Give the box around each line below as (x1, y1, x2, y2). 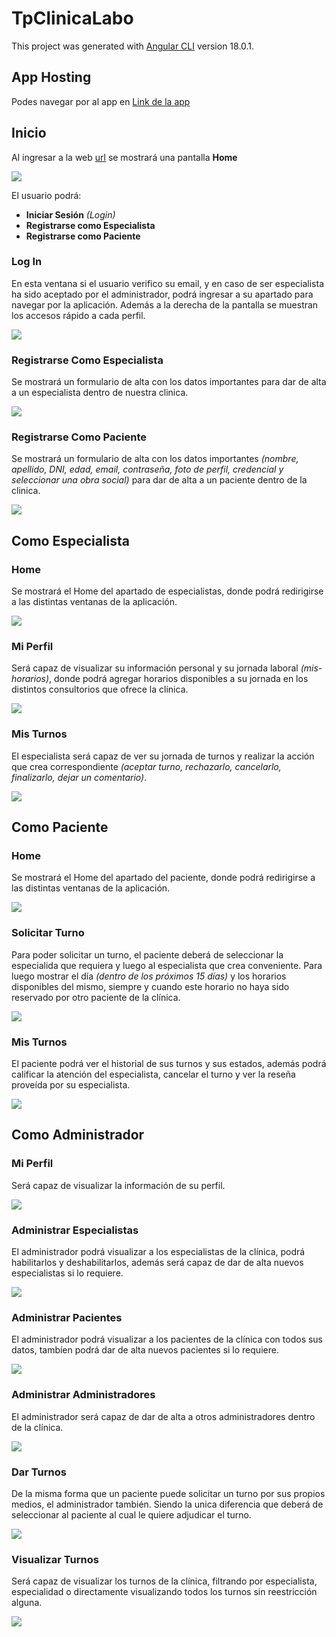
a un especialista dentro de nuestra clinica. (11, 387, 189, 399)
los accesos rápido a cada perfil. (11, 309, 146, 321)
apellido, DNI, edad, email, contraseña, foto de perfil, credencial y (11, 463, 284, 476)
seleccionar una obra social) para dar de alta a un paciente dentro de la (11, 474, 308, 486)
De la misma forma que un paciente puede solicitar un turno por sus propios (11, 1487, 326, 1499)
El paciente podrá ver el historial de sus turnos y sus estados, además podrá (11, 1058, 327, 1070)
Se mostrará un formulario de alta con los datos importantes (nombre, (11, 453, 299, 465)
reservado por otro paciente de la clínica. (11, 991, 181, 1003)
